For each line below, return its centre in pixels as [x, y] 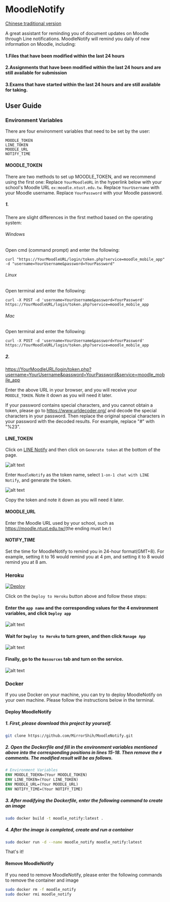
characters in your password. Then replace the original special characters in [85, 416]
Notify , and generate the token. [39, 480]
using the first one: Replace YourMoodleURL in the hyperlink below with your [83, 182]
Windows [15, 234]
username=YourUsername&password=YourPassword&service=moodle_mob [85, 375]
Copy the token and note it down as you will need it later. [65, 500]
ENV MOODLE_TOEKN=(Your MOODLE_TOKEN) [46, 775]
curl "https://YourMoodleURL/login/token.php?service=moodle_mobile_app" [85, 259]
